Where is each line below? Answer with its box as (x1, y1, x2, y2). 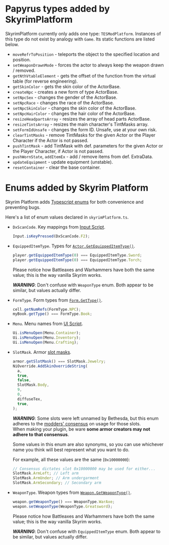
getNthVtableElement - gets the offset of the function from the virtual (12, 72, 156, 79)
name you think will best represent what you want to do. (12, 447, 130, 453)
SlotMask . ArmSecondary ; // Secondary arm (12, 480, 102, 486)
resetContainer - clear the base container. (12, 164, 101, 170)
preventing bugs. (5, 204, 41, 210)
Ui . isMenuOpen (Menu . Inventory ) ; (12, 335, 81, 340)
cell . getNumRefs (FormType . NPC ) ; (12, 307, 81, 312)
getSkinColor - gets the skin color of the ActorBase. (12, 83, 121, 89)
